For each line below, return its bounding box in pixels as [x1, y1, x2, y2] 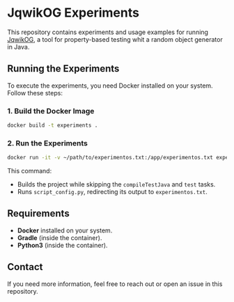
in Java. [7, 42, 30, 51]
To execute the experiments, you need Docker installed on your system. [7, 81, 214, 90]
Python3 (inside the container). [17, 241, 108, 249]
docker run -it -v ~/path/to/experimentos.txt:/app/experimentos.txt [7, 154, 214, 161]
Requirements [7, 207, 70, 220]
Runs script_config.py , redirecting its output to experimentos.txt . [17, 188, 208, 196]
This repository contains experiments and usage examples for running [7, 28, 209, 36]
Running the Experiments [7, 63, 120, 74]
